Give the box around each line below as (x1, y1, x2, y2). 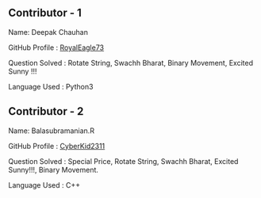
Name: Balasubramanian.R (8, 126, 95, 135)
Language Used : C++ (8, 180, 81, 189)
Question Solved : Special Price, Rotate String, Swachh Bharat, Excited (8, 156, 239, 166)
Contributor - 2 (8, 105, 84, 118)
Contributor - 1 (8, 6, 82, 20)
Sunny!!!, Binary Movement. (8, 165, 99, 174)
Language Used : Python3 (8, 82, 94, 91)
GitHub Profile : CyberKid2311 (8, 141, 106, 150)
